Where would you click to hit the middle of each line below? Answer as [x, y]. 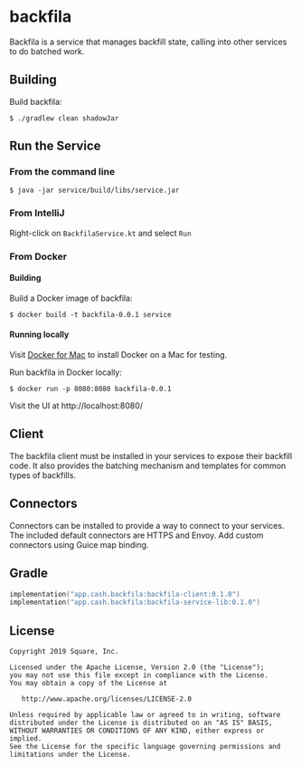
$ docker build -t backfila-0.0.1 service [90, 314]
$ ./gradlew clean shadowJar [64, 118]
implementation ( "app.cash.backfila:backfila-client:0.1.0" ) [125, 594]
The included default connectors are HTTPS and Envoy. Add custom [136, 535]
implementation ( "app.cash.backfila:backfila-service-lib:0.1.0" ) [135, 603]
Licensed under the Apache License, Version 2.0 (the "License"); [137, 667]
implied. [26, 739]
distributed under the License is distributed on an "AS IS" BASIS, [141, 723]
